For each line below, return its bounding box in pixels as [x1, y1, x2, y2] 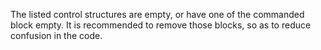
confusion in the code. [10, 30, 103, 41]
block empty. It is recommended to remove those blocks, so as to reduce [10, 19, 312, 31]
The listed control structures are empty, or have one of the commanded [10, 9, 305, 20]
